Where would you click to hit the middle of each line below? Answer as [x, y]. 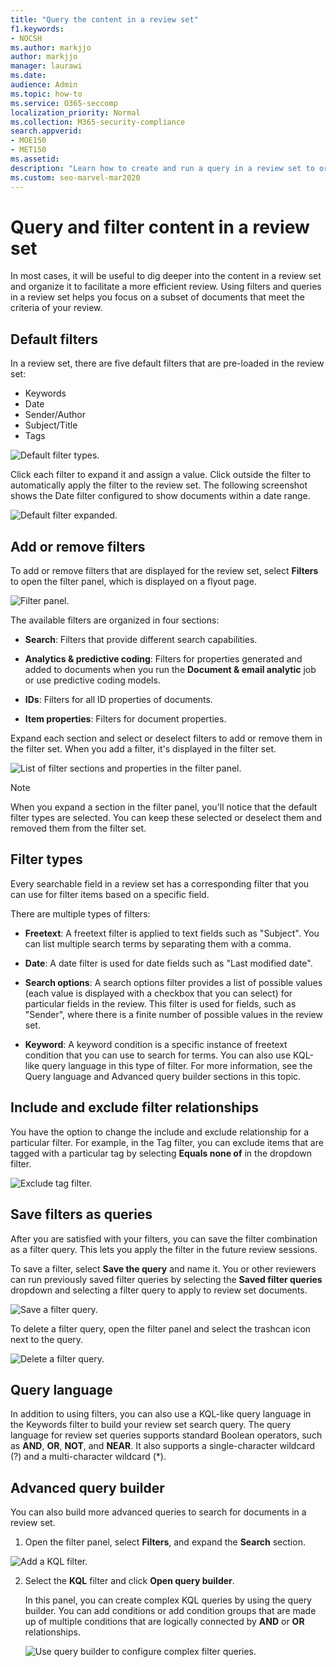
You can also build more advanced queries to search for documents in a [158, 1512]
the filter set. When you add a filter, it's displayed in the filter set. [143, 749]
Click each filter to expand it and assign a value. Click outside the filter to [161, 475]
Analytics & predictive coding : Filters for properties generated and [163, 659]
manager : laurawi [46, 66]
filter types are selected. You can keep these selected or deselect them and [166, 818]
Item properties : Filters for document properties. [125, 719]
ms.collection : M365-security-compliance [98, 122]
